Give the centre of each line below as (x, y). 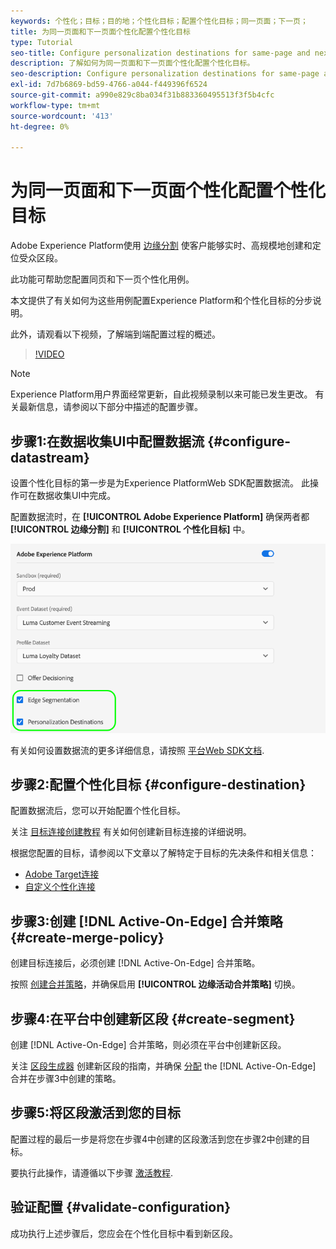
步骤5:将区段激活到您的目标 (96, 1113)
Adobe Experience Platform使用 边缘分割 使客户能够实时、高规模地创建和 (161, 246)
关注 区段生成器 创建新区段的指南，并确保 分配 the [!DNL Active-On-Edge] (163, 1066)
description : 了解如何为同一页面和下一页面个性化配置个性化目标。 (132, 63)
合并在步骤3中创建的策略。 (66, 1078)
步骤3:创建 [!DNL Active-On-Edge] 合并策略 (146, 921)
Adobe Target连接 (62, 874)
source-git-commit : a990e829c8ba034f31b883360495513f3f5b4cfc (142, 95)
